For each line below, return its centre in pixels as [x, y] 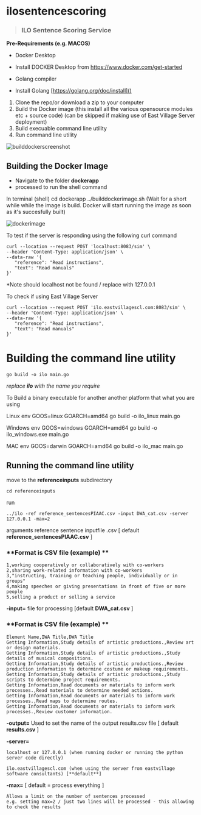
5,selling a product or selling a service [61, 597]
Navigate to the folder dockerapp [57, 180]
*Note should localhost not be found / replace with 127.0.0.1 [81, 285]
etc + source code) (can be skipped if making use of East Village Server [105, 116]
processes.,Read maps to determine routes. [62, 701]
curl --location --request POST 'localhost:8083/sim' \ [78, 247]
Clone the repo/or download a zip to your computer [79, 102]
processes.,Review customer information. [60, 711]
